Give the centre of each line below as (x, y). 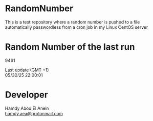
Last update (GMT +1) (27, 70)
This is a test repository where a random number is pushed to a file (73, 22)
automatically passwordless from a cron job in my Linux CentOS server (76, 27)
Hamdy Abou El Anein (27, 108)
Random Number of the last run (70, 47)
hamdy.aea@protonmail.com (34, 113)
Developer (26, 95)
